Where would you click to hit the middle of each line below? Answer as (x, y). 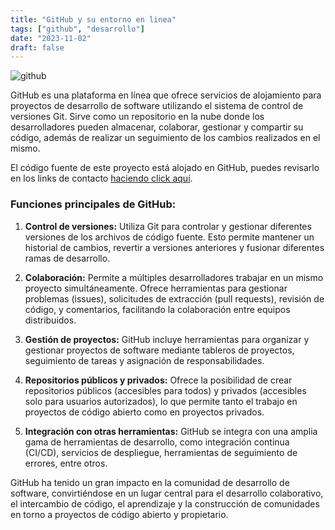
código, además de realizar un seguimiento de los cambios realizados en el (165, 138)
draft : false (37, 47)
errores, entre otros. (66, 463)
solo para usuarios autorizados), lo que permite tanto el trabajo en (161, 401)
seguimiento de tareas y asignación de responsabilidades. (144, 360)
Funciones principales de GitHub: (93, 204)
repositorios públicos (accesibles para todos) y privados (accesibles (165, 390)
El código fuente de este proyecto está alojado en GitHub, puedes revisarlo (165, 168)
